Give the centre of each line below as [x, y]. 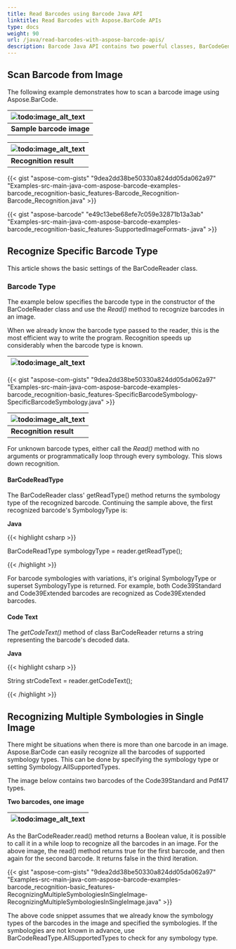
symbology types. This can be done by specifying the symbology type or [113, 760]
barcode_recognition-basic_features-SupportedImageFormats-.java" [107, 229]
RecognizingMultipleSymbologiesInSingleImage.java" [84, 902]
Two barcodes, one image [46, 802]
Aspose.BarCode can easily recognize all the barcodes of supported [106, 752]
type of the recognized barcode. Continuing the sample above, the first [110, 503]
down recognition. [33, 463]
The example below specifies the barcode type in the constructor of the [111, 301]
